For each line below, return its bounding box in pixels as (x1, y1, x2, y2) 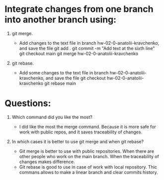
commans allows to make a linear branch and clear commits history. (19, 169, 158, 175)
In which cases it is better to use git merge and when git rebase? (11, 138, 144, 144)
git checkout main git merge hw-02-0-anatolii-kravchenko (19, 51, 138, 57)
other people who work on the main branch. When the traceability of (19, 153, 159, 159)
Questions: (4, 98, 52, 109)
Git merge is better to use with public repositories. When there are (19, 148, 155, 154)
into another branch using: (4, 14, 117, 25)
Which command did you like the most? (11, 114, 93, 120)
